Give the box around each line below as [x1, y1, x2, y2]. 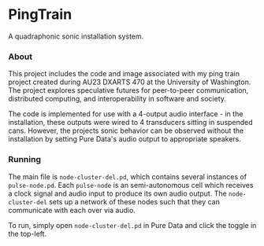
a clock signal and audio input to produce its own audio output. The [8, 189, 227, 198]
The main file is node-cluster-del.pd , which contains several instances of [8, 171, 247, 182]
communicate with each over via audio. [8, 205, 136, 215]
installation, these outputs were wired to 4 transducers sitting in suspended [8, 118, 254, 127]
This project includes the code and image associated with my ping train [8, 69, 240, 79]
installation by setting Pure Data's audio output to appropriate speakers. [8, 134, 242, 144]
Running [8, 154, 42, 165]
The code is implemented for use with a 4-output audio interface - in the [8, 109, 244, 119]
